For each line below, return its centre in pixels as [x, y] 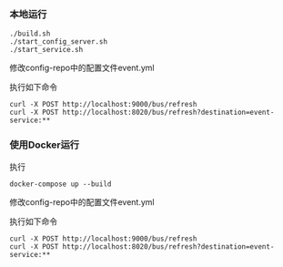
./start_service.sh [46, 50]
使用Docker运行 [45, 145]
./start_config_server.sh [58, 42]
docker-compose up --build [61, 184]
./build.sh [30, 34]
